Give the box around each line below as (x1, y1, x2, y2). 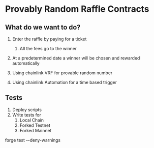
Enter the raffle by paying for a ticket (12, 36, 87, 42)
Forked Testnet (19, 122, 51, 128)
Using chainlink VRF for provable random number (12, 70, 113, 76)
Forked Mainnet (19, 127, 52, 133)
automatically (12, 60, 40, 66)
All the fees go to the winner (19, 46, 77, 51)
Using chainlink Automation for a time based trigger (12, 80, 117, 85)
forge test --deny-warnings (5, 137, 61, 143)
